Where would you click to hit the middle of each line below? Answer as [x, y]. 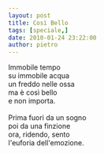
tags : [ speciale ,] [38, 30]
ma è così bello [33, 92]
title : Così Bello [38, 23]
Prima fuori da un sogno [47, 118]
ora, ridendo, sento [39, 134]
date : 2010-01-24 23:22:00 [52, 38]
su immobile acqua [39, 76]
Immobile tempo [34, 67]
